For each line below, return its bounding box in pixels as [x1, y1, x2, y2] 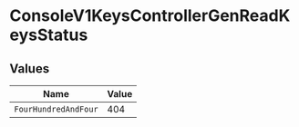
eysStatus [9, 24, 88, 45]
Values [9, 61, 50, 76]
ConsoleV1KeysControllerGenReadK [9, 5, 291, 26]
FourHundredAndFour [14, 104, 98, 114]
